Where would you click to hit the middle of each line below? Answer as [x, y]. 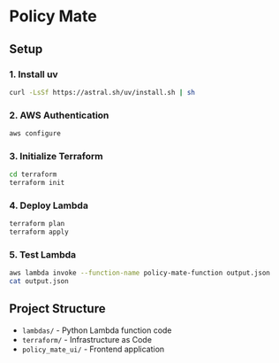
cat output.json [39, 282]
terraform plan [37, 224]
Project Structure [57, 309]
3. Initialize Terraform [56, 156]
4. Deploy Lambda [49, 205]
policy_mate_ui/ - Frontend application [93, 349]
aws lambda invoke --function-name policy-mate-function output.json [140, 273]
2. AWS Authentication [59, 115]
